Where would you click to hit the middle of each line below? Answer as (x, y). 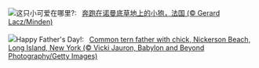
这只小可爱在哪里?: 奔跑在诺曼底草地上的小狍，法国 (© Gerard (118, 13)
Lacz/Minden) (31, 22)
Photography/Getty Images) (53, 56)
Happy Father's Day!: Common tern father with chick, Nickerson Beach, (133, 39)
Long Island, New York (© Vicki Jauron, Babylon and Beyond (106, 48)
